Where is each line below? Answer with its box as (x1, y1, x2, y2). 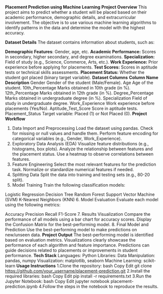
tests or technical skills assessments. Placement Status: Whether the (5, 69, 145, 75)
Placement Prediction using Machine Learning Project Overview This (5, 4, 147, 10)
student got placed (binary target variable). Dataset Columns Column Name (5, 75, 159, 80)
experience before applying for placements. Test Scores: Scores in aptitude (5, 64, 158, 70)
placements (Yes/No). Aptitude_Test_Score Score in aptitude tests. (5, 105, 138, 111)
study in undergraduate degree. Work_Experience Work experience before (5, 101, 155, 106)
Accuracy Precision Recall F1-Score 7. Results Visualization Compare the (5, 211, 151, 217)
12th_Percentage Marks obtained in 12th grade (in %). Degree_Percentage (5, 90, 154, 96)
